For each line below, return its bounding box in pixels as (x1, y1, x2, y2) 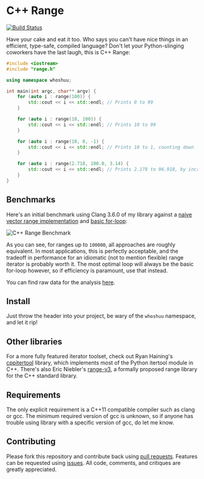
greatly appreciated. (6, 466, 57, 473)
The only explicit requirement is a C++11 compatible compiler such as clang (6, 406, 195, 413)
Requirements (6, 389, 61, 400)
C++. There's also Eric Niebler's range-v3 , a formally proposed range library (6, 366, 197, 373)
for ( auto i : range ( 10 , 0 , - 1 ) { (17, 138, 104, 144)
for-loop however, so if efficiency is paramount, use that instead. (6, 266, 168, 274)
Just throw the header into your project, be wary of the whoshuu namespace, (6, 312, 196, 320)
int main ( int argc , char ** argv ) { (6, 88, 97, 94)
